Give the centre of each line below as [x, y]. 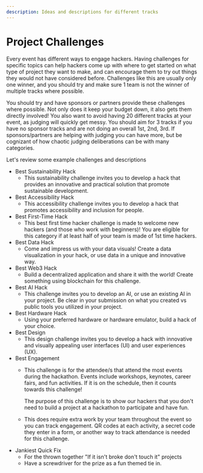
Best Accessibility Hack [45, 197]
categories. [20, 148]
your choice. [40, 326]
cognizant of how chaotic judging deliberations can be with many [88, 141]
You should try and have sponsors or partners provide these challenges [96, 102]
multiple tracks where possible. [45, 91]
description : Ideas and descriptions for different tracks [82, 12]
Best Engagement [37, 358]
